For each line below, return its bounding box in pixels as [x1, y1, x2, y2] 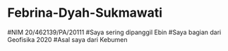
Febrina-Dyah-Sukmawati [7, 5, 163, 21]
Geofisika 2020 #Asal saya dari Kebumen [7, 35, 128, 43]
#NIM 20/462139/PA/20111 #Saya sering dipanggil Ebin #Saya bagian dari [7, 28, 222, 36]
